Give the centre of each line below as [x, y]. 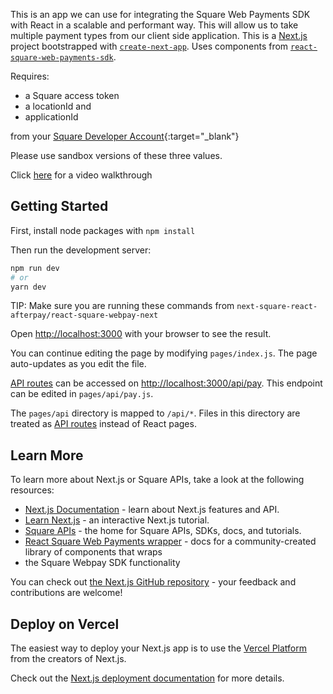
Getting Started [59, 206]
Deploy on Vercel [65, 624]
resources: [32, 490]
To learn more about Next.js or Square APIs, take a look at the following [157, 480]
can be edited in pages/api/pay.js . [82, 394]
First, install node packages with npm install [103, 230]
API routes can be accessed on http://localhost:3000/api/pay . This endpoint [166, 383]
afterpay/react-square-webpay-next [84, 315]
